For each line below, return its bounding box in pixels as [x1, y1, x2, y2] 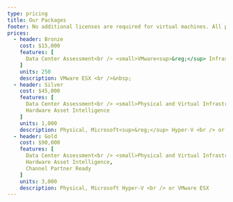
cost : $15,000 [19, 42, 60, 49]
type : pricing [7, 10, 49, 17]
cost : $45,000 [19, 87, 60, 94]
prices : [7, 29, 30, 37]
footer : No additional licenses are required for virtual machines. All [7, 23, 222, 30]
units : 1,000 [19, 119, 58, 127]
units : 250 [19, 68, 51, 75]
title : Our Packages [7, 17, 67, 24]
